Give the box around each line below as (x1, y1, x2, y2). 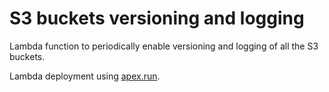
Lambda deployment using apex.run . (9, 70, 161, 82)
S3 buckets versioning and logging (9, 7, 305, 30)
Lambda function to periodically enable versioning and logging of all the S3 (9, 40, 319, 52)
